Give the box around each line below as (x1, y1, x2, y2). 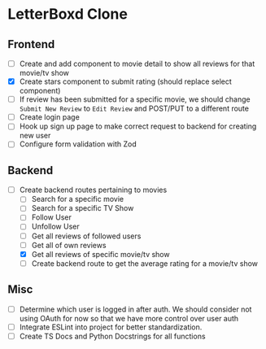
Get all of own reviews (31, 240, 107, 250)
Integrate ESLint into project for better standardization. (19, 322, 203, 332)
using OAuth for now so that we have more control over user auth (19, 313, 239, 323)
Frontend (7, 37, 55, 51)
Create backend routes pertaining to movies (19, 185, 168, 195)
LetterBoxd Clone (7, 5, 128, 24)
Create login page (19, 112, 81, 122)
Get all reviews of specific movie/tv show (31, 249, 170, 259)
